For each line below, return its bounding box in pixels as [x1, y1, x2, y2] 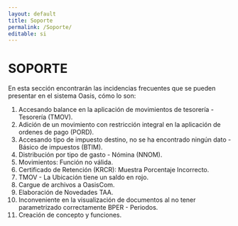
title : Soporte [8, 17, 53, 24]
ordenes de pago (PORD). [18, 128, 94, 137]
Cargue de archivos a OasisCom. [18, 181, 115, 189]
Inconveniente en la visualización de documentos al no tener [18, 196, 196, 204]
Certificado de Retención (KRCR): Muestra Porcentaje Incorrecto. [18, 166, 210, 174]
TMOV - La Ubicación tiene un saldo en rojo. [18, 173, 148, 181]
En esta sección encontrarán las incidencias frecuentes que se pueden [8, 84, 216, 93]
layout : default [8, 10, 56, 18]
